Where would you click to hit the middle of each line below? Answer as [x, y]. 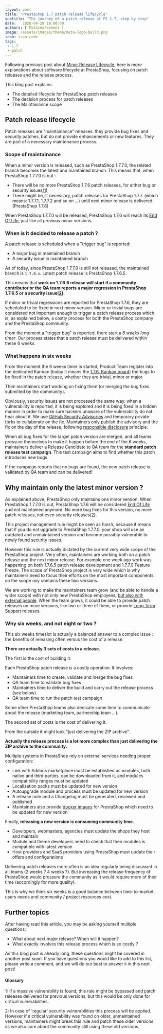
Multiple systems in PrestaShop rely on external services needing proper [78, 756]
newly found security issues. [34, 540]
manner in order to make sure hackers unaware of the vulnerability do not [79, 412]
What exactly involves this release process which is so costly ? [75, 944]
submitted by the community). [35, 391]
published [22, 802]
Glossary [15, 980]
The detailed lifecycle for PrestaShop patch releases [64, 94]
